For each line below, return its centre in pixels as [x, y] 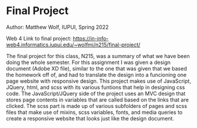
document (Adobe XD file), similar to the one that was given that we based [96, 68]
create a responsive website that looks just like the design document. [90, 118]
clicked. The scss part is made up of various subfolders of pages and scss [97, 106]
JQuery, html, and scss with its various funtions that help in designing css [96, 87]
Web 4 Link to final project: [39, 38]
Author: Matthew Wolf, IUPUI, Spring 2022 [58, 27]
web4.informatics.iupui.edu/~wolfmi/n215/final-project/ [73, 45]
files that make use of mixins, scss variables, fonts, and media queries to [94, 112]
